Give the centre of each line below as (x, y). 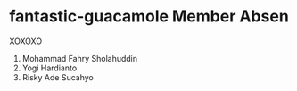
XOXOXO (26, 41)
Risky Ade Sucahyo (58, 77)
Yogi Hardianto (49, 68)
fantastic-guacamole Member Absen (149, 17)
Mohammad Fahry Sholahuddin (80, 58)
